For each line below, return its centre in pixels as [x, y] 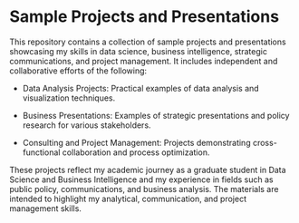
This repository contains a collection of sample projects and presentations [148, 42]
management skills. [45, 208]
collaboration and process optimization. [136, 152]
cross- [265, 142]
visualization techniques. [69, 98]
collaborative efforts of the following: [78, 71]
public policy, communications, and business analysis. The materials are [144, 189]
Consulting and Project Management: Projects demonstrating [136, 142]
